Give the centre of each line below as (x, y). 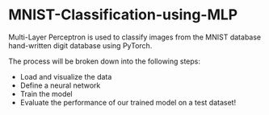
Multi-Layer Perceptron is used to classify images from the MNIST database (135, 37)
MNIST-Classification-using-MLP (123, 15)
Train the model (46, 93)
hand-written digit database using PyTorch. (80, 45)
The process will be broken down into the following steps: (104, 61)
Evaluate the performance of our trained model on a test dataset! (128, 102)
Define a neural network (60, 85)
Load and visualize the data (66, 76)
